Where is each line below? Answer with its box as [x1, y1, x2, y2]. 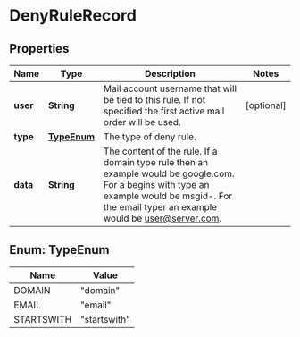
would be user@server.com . [103, 212, 222, 224]
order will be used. [103, 116, 181, 128]
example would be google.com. [103, 167, 235, 180]
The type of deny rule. [103, 131, 196, 143]
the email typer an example [103, 201, 217, 213]
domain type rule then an [103, 156, 208, 168]
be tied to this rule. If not [103, 94, 206, 105]
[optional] [245, 99, 287, 112]
